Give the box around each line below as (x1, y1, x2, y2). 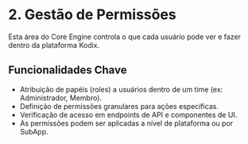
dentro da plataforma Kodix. (8, 40, 100, 49)
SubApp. (19, 126, 48, 136)
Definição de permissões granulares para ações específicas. (19, 101, 219, 111)
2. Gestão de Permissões (8, 6, 176, 24)
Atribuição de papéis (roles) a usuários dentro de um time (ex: (19, 84, 223, 94)
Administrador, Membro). (19, 93, 102, 103)
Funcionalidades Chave (8, 64, 127, 77)
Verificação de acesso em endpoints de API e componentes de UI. (19, 110, 238, 119)
